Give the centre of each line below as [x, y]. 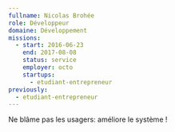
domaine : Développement [48, 30]
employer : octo [48, 68]
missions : [25, 38]
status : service [50, 60]
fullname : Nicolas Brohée [51, 16]
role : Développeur [39, 23]
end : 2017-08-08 [50, 52]
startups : [39, 75]
